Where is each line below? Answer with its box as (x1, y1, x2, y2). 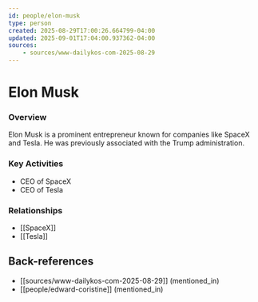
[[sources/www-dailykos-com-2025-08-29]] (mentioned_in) (19, 276, 220, 285)
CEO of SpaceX (19, 177, 72, 186)
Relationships (8, 205, 63, 216)
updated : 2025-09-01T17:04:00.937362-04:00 (8, 34, 156, 42)
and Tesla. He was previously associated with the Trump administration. (8, 138, 245, 148)
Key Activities (8, 158, 64, 169)
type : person (8, 19, 52, 27)
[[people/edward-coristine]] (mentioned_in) (19, 284, 164, 294)
